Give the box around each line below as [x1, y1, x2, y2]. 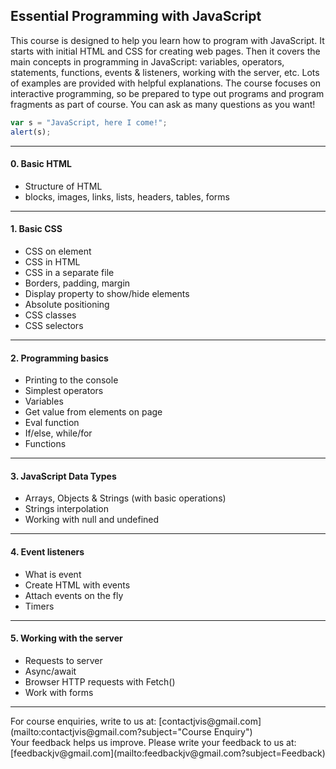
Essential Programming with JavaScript [10, 8, 262, 25]
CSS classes [24, 309, 77, 321]
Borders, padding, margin [24, 277, 131, 289]
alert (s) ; [10, 127, 52, 137]
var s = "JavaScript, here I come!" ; [10, 117, 168, 128]
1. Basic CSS [10, 223, 63, 235]
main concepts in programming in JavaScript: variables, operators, [10, 55, 285, 68]
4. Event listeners [10, 545, 85, 558]
